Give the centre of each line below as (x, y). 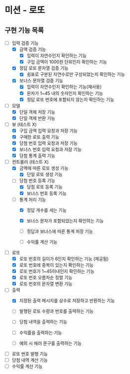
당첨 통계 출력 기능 (37, 156)
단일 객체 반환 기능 (37, 118)
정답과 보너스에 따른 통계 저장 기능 (60, 231)
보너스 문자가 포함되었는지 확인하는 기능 (65, 220)
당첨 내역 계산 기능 (30, 360)
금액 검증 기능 (32, 49)
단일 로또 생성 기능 (45, 175)
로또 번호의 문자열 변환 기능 (46, 284)
